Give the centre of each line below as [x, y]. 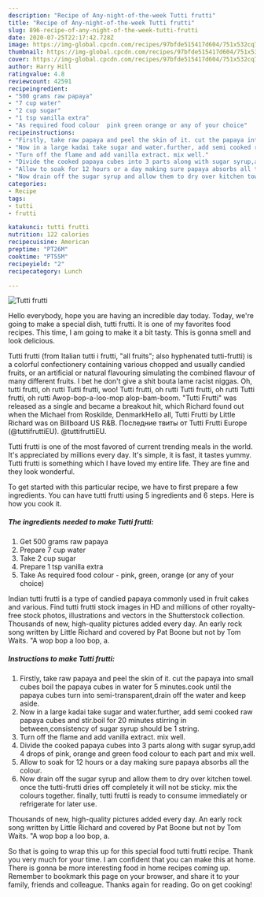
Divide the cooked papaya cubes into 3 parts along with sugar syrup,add [137, 746]
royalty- [243, 607]
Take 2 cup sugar [48, 558]
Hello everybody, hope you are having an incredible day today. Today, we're [131, 316]
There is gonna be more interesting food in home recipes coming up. [119, 868]
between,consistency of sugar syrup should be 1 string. [109, 728]
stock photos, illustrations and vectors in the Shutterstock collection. [134, 616]
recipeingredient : [38, 89]
